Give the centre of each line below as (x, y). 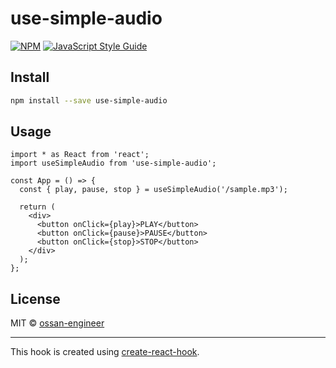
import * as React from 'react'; (80, 155)
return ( (37, 207)
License (35, 298)
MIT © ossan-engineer (57, 323)
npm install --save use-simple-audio (89, 100)
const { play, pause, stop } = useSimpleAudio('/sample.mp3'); (153, 190)
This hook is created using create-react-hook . (105, 352)
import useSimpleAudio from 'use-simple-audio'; (113, 163)
